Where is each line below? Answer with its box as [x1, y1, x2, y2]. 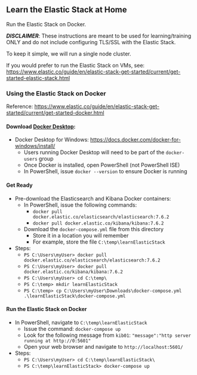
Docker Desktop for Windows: [14, 136, 90, 143]
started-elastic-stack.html [6, 74, 70, 81]
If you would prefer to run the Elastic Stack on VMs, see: [6, 62, 145, 69]
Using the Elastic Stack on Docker [6, 89, 106, 97]
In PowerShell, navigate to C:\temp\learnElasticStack [14, 319, 147, 326]
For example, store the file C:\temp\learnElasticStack [32, 238, 165, 245]
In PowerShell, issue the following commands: [23, 201, 137, 208]
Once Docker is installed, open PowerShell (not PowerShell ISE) [23, 161, 180, 169]
